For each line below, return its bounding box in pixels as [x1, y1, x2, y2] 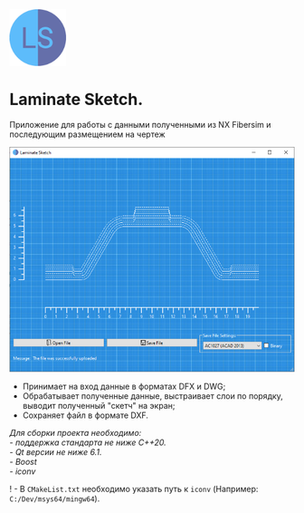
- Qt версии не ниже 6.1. [9, 447, 102, 458]
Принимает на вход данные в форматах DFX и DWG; [22, 381, 226, 392]
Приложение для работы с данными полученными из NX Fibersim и [9, 119, 271, 130]
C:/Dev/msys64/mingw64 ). [9, 493, 100, 504]
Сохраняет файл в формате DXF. [22, 410, 149, 421]
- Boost [9, 457, 38, 468]
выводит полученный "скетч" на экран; [22, 401, 176, 411]
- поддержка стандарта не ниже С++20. [9, 437, 167, 448]
